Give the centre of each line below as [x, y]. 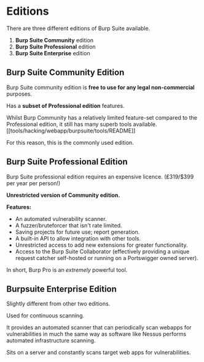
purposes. [19, 94]
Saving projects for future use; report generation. [77, 232]
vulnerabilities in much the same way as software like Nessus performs [96, 334]
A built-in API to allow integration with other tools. [78, 238]
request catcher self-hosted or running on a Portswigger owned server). [107, 258]
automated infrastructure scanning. [51, 341]
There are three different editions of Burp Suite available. [78, 28]
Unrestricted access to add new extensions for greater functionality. [102, 245]
